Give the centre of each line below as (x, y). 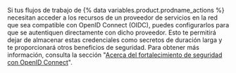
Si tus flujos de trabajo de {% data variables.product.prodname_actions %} (116, 10)
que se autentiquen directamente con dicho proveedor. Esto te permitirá (112, 32)
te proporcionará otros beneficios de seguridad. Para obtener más (103, 47)
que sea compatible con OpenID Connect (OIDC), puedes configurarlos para (118, 25)
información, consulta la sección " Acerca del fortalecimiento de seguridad (115, 55)
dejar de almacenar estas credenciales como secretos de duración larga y (115, 40)
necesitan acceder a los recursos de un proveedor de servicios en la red (113, 18)
